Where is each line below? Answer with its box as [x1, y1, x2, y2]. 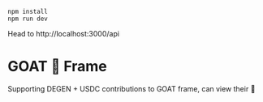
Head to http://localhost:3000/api [7, 29, 119, 38]
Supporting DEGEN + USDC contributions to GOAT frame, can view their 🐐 [7, 83, 256, 93]
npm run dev [7, 15, 48, 23]
